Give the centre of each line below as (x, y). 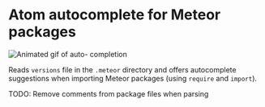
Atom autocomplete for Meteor (115, 15)
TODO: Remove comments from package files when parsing (109, 93)
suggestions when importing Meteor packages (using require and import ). (133, 78)
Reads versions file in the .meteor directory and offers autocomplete (122, 69)
